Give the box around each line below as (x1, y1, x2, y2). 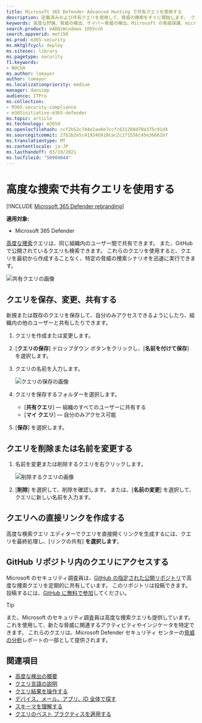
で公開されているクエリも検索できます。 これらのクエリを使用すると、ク (6, 247, 186, 254)
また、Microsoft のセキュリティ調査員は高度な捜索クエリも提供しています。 (6, 613, 194, 621)
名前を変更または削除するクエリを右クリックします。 (14, 460, 147, 467)
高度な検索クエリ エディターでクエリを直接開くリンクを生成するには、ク (6, 530, 186, 537)
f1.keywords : (6, 59, 39, 65)
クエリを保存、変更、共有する (6, 294, 117, 305)
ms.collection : (6, 98, 44, 104)
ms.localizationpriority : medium (6, 82, 90, 88)
